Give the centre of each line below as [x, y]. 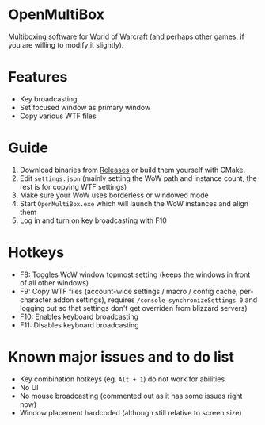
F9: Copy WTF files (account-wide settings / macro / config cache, [129, 291]
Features [38, 77]
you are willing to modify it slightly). [66, 44]
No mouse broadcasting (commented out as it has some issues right [131, 396]
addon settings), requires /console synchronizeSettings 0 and [155, 300]
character [35, 300]
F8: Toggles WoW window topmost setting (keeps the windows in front [135, 274]
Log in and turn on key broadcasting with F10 [93, 220]
